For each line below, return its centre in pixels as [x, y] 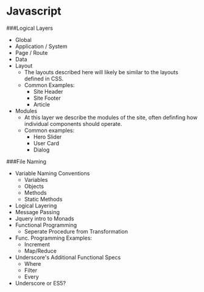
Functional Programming [46, 225]
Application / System [41, 46]
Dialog [41, 150]
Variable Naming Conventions [52, 173]
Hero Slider [47, 137]
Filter [31, 270]
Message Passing [37, 212]
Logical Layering [36, 206]
